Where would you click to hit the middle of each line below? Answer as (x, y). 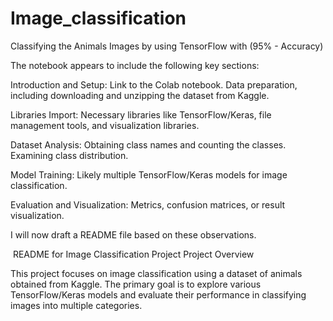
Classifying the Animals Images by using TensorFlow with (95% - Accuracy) (167, 46)
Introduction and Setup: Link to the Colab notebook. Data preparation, (154, 84)
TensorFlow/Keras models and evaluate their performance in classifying (158, 294)
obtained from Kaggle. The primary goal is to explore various (136, 284)
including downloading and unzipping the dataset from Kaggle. (140, 95)
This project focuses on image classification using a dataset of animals (156, 273)
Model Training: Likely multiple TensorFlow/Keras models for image (149, 174)
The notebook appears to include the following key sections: (135, 65)
